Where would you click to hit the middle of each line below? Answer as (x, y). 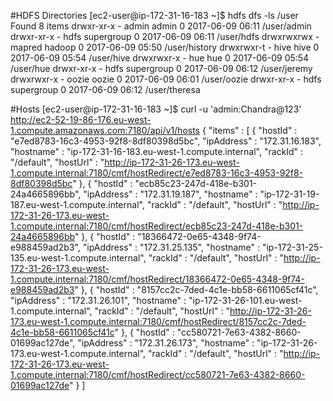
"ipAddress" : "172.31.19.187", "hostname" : (170, 194)
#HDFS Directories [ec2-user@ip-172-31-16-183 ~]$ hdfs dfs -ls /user (154, 15)
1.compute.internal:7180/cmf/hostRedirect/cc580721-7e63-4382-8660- (158, 374)
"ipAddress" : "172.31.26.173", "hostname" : (166, 343)
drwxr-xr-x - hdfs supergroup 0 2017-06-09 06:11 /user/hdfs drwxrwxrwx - (165, 36)
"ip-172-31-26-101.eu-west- (245, 300)
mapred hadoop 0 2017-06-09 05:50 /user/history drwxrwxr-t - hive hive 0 (165, 47)
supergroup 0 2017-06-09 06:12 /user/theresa (105, 89)
